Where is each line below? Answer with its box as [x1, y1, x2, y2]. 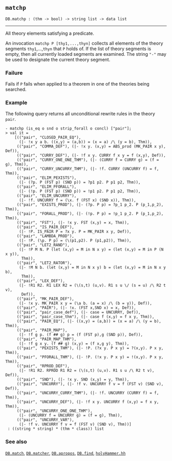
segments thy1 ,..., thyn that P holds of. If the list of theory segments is [5, 46, 152, 52]
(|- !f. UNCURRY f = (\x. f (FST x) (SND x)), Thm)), [18, 198, 137, 203]
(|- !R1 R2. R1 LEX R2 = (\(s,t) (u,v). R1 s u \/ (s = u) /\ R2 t [18, 283, 166, 288]
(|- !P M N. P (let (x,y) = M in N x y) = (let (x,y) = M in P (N [18, 247, 164, 253]
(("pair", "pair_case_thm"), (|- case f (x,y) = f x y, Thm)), [16, 315, 155, 320]
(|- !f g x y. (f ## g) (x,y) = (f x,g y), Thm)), [18, 341, 130, 346]
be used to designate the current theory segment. [5, 56, 111, 62]
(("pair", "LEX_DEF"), [16, 279, 66, 284]
